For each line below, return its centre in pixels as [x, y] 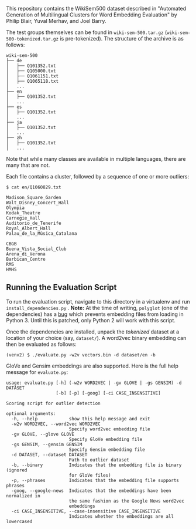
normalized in [23, 496]
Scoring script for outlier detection [53, 403]
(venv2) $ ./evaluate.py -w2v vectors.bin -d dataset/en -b [81, 355]
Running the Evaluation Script [61, 287]
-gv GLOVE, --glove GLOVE [43, 434]
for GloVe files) [90, 475]
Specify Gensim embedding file [107, 449]
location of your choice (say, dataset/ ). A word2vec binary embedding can [96, 338]
